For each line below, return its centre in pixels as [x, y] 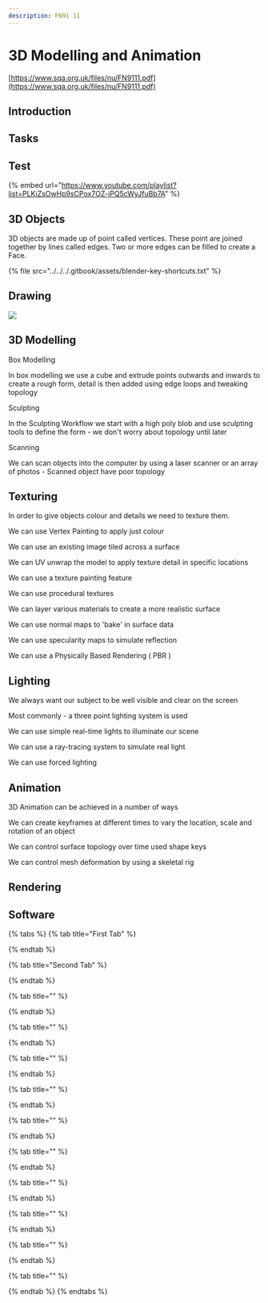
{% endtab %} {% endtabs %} [58, 1292]
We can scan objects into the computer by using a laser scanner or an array [133, 463]
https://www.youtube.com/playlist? [119, 185]
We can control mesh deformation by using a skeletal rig [101, 863]
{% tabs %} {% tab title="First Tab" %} [72, 934]
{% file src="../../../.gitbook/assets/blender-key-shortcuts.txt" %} [115, 270]
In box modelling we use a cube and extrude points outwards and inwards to [134, 375]
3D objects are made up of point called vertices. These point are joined [125, 238]
